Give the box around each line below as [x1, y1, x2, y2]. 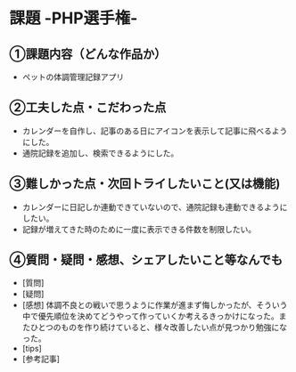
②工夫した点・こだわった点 [9, 100, 167, 116]
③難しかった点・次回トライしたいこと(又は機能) [9, 176, 281, 191]
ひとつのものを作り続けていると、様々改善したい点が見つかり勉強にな [29, 322, 288, 333]
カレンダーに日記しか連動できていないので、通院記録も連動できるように [21, 201, 288, 212]
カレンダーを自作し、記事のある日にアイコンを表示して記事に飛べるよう [21, 125, 288, 136]
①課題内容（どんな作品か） [9, 46, 167, 61]
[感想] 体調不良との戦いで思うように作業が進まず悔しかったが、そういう [21, 300, 288, 311]
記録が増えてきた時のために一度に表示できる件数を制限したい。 [21, 223, 257, 234]
